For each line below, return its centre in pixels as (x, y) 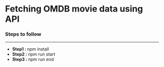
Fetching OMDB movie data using (74, 9)
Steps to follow (23, 34)
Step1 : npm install (31, 49)
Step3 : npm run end (33, 59)
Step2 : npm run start (34, 54)
